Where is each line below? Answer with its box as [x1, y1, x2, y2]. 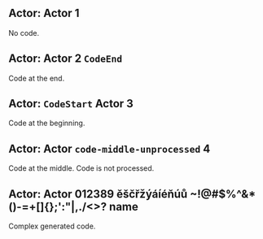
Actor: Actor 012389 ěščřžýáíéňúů [8, 187, 188, 201]
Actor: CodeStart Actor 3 [8, 97, 134, 111]
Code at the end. [8, 73, 65, 83]
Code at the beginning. [8, 118, 85, 128]
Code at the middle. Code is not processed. [8, 163, 155, 173]
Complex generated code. [8, 221, 96, 231]
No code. [8, 28, 40, 37]
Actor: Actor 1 [8, 7, 80, 20]
